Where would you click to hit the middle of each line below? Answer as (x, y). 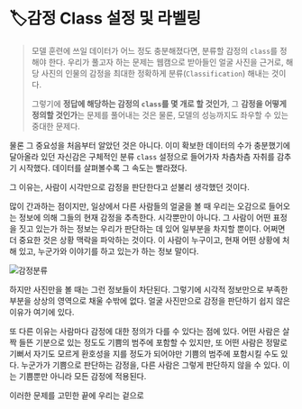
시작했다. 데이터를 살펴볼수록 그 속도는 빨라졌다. (103, 168)
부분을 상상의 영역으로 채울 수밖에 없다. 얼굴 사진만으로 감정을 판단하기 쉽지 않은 (150, 300)
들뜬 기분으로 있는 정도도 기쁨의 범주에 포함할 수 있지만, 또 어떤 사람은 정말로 (153, 342)
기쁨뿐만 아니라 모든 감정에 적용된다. (82, 376)
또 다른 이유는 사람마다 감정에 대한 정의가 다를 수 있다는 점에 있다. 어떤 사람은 (145, 331)
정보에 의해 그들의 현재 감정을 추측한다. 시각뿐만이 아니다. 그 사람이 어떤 (145, 217)
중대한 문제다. (56, 126)
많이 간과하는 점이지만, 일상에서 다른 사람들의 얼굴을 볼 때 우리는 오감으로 (138, 206)
